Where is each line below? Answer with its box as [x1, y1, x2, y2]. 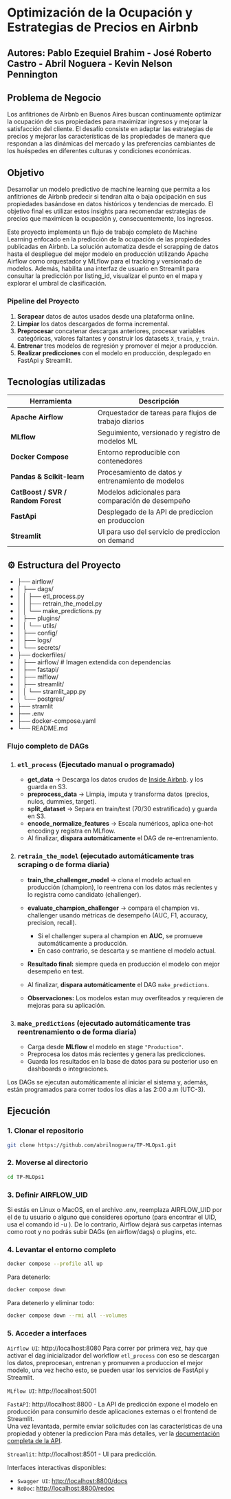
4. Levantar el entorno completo [7, 1244, 117, 1254]
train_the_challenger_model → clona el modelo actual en [27, 875, 191, 884]
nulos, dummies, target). [27, 797, 97, 806]
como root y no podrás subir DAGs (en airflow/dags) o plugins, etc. [7, 1227, 197, 1235]
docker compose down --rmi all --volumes [7, 1312, 128, 1319]
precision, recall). [27, 918, 77, 926]
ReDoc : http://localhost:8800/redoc [16, 1485, 115, 1493]
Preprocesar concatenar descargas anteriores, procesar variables [16, 326, 206, 335]
